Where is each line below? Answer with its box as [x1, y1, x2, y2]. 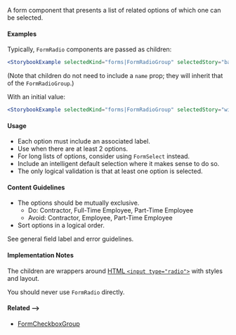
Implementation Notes [7, 251, 74, 259]
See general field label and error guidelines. [7, 235, 134, 244]
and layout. [7, 274, 40, 282]
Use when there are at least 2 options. [17, 144, 129, 153]
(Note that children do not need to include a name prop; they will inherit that [7, 72, 223, 80]
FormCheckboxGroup [17, 320, 81, 328]
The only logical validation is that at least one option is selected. [17, 167, 203, 175]
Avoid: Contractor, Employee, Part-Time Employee [27, 214, 173, 222]
